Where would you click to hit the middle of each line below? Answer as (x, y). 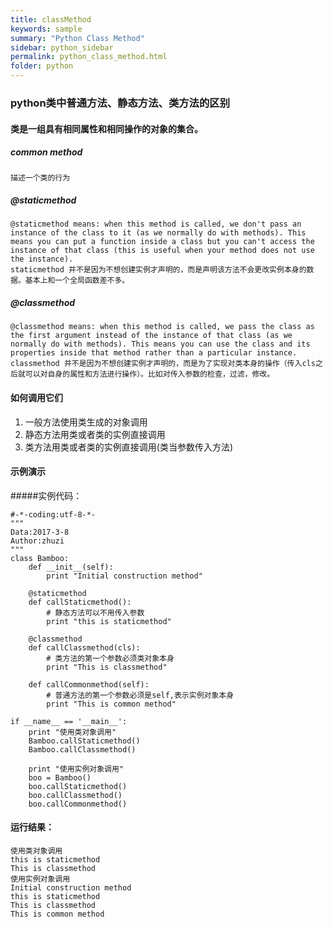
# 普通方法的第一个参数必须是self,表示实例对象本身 (140, 695)
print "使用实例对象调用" (76, 769)
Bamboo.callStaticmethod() (84, 741)
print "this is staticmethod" (109, 621)
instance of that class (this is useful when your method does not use (162, 251)
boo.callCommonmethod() (78, 804)
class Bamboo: (40, 558)
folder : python (42, 66)
